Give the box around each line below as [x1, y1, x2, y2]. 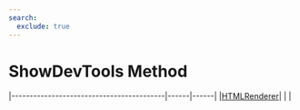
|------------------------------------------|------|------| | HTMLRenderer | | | [8, 91, 292, 102]
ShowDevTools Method [8, 61, 188, 82]
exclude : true [16, 22, 70, 31]
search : [8, 13, 38, 23]
